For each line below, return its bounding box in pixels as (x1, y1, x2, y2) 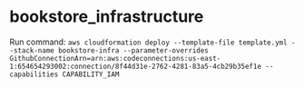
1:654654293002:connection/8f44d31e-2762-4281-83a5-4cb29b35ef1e (9, 62, 261, 71)
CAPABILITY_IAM (62, 70, 120, 79)
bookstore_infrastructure (9, 6, 204, 27)
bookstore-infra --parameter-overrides (57, 45, 209, 55)
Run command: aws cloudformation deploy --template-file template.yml (9, 36, 288, 47)
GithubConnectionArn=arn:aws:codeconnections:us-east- (9, 54, 221, 63)
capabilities (9, 70, 59, 79)
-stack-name (9, 45, 54, 55)
